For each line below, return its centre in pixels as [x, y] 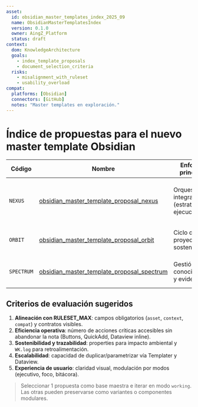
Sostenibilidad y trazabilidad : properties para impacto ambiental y [96, 343]
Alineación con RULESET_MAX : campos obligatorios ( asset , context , [99, 318]
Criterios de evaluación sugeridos [70, 303]
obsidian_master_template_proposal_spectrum [103, 272]
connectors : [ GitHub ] [38, 99]
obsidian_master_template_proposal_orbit [97, 240]
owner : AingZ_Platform [39, 34]
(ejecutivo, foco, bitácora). [47, 375]
